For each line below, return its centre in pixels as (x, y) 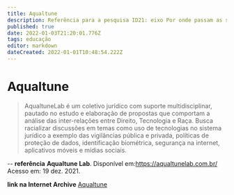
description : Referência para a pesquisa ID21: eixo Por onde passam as (115, 20)
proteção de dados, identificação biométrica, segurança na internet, (122, 142)
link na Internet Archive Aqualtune (57, 184)
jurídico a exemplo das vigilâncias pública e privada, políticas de (116, 135)
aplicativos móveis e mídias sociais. (75, 150)
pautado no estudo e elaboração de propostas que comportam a (117, 113)
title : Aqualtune (32, 14)
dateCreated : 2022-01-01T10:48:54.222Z (65, 53)
